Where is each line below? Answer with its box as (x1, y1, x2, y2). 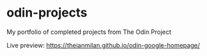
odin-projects (6, 5, 88, 21)
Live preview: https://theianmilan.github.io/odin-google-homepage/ (6, 41, 200, 49)
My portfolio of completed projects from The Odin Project (6, 28, 171, 36)
